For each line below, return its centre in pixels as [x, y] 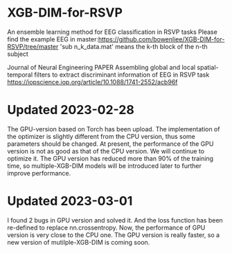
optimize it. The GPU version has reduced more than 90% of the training [110, 158]
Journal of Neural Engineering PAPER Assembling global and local [101, 67]
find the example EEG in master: [53, 39]
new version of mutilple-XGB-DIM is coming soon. [79, 242]
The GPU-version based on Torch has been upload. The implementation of [114, 129]
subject [18, 54]
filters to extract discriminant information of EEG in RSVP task [122, 75]
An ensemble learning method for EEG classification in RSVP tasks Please [113, 32]
